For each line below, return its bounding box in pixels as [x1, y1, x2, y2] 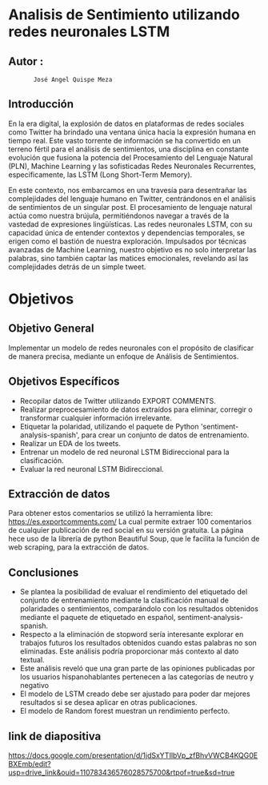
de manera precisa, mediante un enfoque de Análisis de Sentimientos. [8, 351, 239, 361]
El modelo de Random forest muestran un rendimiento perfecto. [19, 706, 230, 716]
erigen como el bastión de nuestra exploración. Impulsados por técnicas [8, 236, 246, 246]
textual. [19, 655, 46, 665]
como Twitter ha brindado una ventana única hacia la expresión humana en [8, 127, 256, 137]
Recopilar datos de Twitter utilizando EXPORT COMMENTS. [19, 396, 216, 405]
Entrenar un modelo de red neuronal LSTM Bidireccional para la [19, 447, 230, 457]
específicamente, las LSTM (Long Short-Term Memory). [8, 170, 193, 179]
